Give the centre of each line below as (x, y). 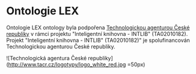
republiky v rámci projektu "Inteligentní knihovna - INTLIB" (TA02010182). (97, 33)
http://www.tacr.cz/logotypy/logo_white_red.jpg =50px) (77, 64)
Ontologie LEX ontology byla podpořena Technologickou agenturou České (98, 27)
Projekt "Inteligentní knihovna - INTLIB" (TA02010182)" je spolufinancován (98, 40)
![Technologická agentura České (47, 58)
